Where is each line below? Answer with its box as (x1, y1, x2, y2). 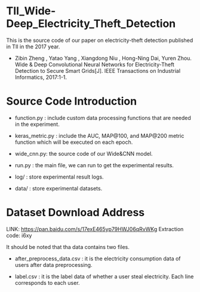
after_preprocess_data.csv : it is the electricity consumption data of (14, 255, 181, 262)
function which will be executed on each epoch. (14, 139, 133, 146)
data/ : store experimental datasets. (14, 185, 103, 192)
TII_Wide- (6, 4, 56, 18)
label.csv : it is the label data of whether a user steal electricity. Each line (14, 273, 194, 280)
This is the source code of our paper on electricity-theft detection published (6, 36, 193, 44)
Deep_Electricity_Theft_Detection (6, 17, 176, 30)
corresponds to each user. (14, 279, 80, 286)
